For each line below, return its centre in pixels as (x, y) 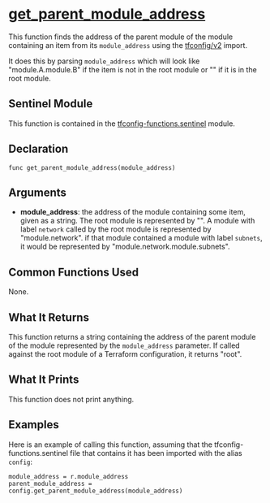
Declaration (39, 149)
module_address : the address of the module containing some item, (133, 212)
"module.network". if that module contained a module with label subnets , (141, 238)
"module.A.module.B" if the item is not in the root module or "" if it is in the (133, 69)
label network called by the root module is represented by (116, 229)
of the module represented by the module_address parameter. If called (124, 345)
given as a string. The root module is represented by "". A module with (137, 221)
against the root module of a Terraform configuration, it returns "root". (125, 354)
